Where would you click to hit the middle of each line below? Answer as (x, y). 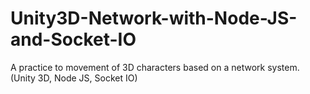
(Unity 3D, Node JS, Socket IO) (74, 78)
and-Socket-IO (73, 39)
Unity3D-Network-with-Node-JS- (154, 18)
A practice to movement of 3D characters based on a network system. (155, 67)
